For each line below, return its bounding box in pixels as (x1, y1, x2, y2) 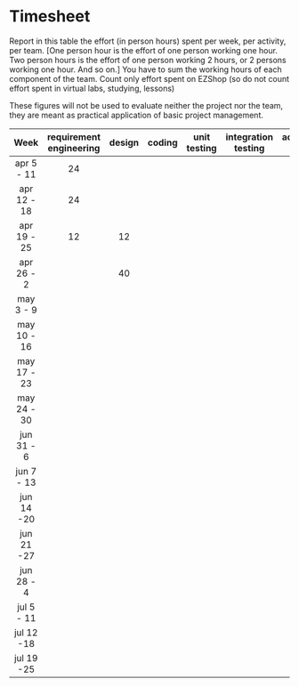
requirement (47, 131, 101, 143)
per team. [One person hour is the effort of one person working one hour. (9, 44, 279, 55)
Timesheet (9, 6, 91, 27)
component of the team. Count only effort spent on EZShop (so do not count (9, 73, 290, 84)
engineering (47, 141, 101, 154)
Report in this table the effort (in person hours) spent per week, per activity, (9, 36, 287, 46)
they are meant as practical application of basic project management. (9, 109, 264, 120)
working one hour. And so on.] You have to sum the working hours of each (9, 64, 282, 75)
